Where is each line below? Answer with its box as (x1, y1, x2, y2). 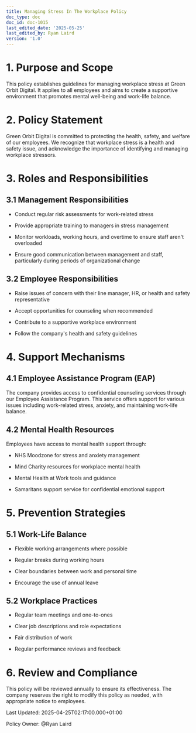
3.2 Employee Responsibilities (6, 274, 119, 284)
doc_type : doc (6, 14, 41, 20)
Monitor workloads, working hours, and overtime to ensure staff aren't (14, 233, 184, 240)
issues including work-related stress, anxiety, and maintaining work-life (6, 402, 178, 409)
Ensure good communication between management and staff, (14, 251, 164, 258)
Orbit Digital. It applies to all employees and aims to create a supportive (6, 86, 178, 94)
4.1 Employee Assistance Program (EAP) (6, 374, 156, 383)
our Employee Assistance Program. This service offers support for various (6, 395, 185, 402)
